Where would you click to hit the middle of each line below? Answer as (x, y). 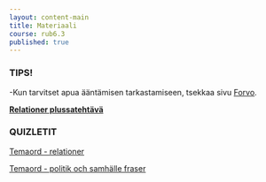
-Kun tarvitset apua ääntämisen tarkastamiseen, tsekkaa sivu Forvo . (133, 92)
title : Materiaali (43, 26)
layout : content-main (49, 17)
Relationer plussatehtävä (56, 109)
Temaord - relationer (47, 151)
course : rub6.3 (37, 34)
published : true (39, 42)
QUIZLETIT (33, 132)
